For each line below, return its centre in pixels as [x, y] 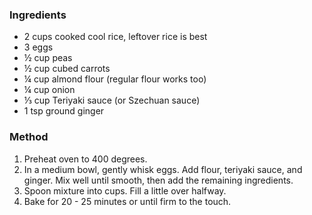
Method [29, 137]
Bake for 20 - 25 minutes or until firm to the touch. [127, 201]
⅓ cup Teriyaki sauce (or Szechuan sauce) [112, 100]
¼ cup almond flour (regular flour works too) [115, 79]
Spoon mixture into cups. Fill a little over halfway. [125, 190]
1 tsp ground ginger [64, 111]
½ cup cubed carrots [67, 69]
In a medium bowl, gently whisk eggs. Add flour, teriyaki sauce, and [163, 169]
